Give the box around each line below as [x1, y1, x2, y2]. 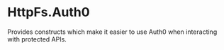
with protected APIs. [7, 35, 67, 43]
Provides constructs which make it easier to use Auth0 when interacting [7, 27, 218, 36]
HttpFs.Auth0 [7, 4, 90, 20]
